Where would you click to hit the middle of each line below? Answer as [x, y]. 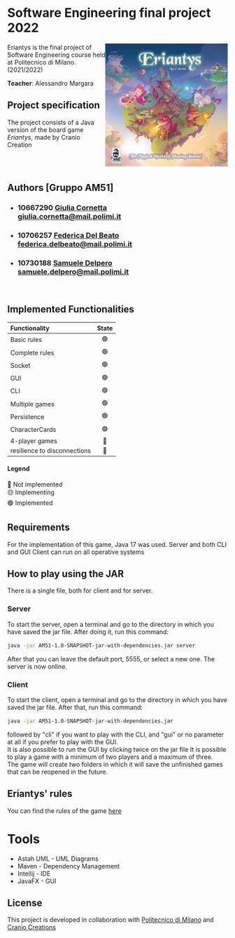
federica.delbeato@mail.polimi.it [75, 244]
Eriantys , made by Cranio [44, 137]
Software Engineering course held [57, 55]
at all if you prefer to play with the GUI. [63, 741]
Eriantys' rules [40, 794]
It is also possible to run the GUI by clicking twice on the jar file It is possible [117, 749]
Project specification [54, 106]
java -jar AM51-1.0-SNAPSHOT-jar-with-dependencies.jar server [101, 645]
